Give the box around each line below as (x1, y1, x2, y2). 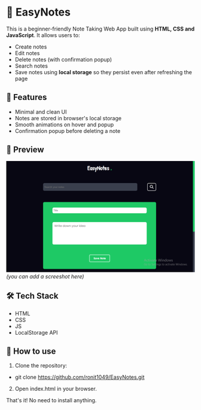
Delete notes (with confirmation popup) (14, 56, 112, 63)
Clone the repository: (14, 362, 68, 369)
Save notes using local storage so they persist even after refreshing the (14, 68, 193, 75)
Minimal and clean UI (14, 108, 67, 116)
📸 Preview (6, 145, 44, 155)
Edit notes (14, 49, 40, 56)
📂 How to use (6, 347, 56, 357)
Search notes (14, 62, 48, 69)
